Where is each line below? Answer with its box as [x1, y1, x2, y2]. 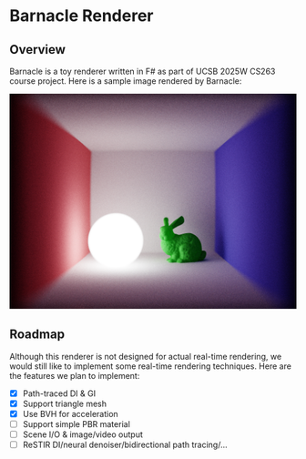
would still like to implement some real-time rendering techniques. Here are [9, 361, 291, 372]
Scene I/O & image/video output [22, 429, 144, 440]
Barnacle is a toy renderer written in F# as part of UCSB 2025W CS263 [9, 66, 276, 76]
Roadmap [9, 327, 66, 342]
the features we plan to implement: [9, 370, 140, 381]
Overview [9, 42, 66, 57]
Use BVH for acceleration [22, 408, 118, 419]
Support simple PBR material [22, 419, 130, 429]
